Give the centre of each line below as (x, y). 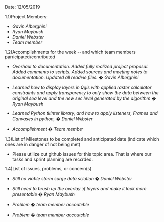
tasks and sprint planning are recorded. (53, 159)
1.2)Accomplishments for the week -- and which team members (70, 52)
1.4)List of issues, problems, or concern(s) (48, 169)
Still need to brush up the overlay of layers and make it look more (79, 189)
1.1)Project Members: (27, 17)
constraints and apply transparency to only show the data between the (85, 93)
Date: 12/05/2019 (23, 7)
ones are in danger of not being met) (43, 144)
